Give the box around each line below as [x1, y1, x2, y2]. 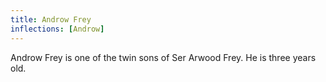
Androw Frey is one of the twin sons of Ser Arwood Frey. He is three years [10, 51, 317, 63]
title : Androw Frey [10, 14, 92, 25]
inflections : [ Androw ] [10, 24, 105, 34]
